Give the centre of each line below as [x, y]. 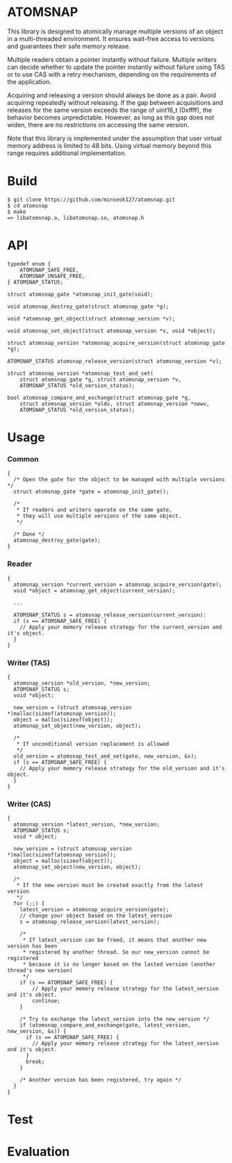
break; [35, 1062]
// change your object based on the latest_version [96, 916]
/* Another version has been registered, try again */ [101, 1080]
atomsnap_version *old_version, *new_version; [82, 683]
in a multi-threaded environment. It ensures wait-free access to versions [111, 38]
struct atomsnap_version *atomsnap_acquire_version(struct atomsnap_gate [116, 343]
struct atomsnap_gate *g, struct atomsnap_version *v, [101, 380]
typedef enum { [29, 264]
